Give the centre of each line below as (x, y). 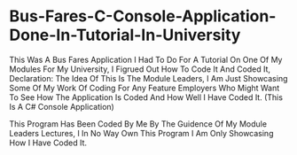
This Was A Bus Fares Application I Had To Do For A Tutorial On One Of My (146, 59)
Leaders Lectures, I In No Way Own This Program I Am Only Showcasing (141, 133)
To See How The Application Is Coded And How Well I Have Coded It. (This (146, 97)
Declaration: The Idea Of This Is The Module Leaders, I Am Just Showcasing (148, 78)
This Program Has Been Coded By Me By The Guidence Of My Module (138, 124)
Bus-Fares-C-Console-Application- (143, 16)
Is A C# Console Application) (62, 106)
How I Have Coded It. (48, 143)
